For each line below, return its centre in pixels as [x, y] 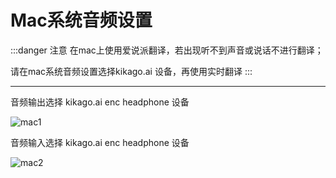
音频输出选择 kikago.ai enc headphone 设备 [100, 102]
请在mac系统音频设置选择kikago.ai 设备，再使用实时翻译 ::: [131, 71]
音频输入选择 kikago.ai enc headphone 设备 [100, 142]
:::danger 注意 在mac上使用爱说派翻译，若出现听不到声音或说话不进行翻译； [167, 50]
